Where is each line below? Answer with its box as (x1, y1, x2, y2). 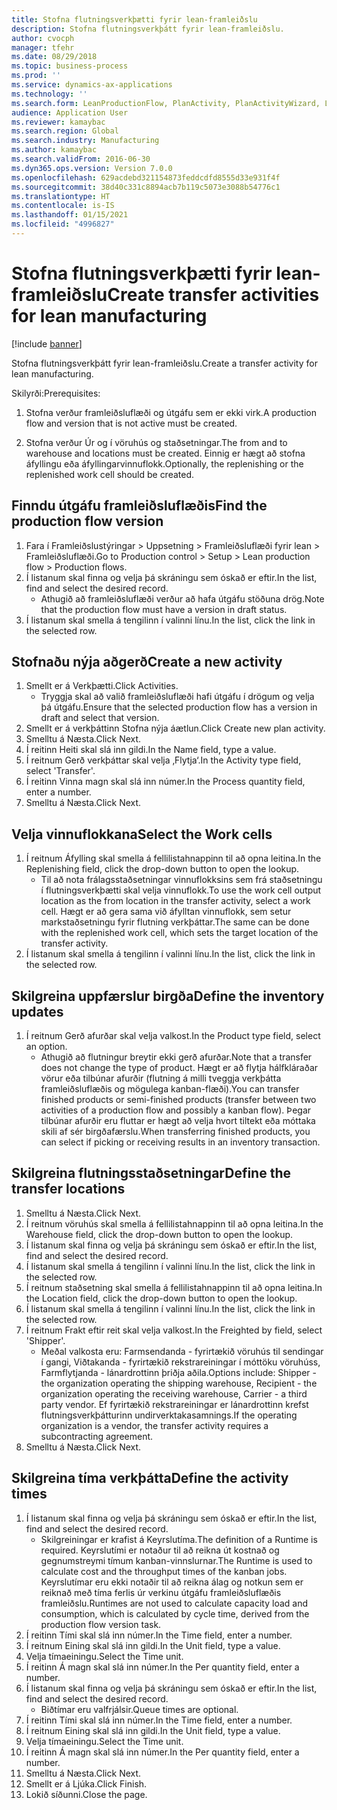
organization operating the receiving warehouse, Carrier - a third (40, 1387, 308, 1400)
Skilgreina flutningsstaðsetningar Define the (11, 1165, 291, 1182)
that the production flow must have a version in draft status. (40, 603, 288, 615)
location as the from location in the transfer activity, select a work (40, 895, 311, 907)
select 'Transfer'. (25, 765, 96, 777)
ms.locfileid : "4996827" (11, 219, 115, 230)
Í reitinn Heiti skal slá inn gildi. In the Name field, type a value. (25, 744, 277, 756)
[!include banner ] (11, 337, 83, 350)
